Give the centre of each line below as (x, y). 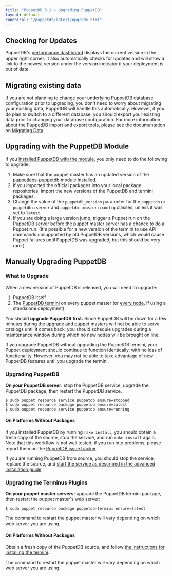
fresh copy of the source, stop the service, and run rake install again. (81, 438)
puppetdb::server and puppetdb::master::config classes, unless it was (88, 207)
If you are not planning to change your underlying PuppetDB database (79, 98)
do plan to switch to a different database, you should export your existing (83, 114)
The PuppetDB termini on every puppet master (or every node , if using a (89, 303)
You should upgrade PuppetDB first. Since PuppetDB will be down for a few (86, 318)
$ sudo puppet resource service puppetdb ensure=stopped (68, 400)
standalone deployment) (39, 308)
